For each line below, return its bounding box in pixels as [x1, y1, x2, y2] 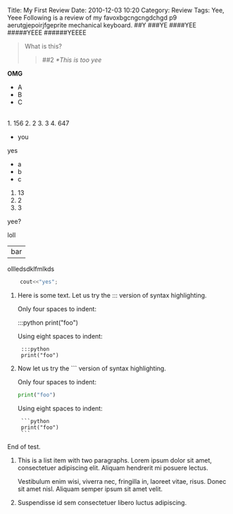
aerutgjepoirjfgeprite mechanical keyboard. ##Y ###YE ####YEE [7, 21, 197, 29]
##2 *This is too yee [42, 56, 102, 64]
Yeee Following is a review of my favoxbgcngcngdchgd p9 [7, 13, 177, 22]
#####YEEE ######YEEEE [7, 28, 87, 37]
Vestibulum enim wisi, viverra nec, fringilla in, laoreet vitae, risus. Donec [17, 477, 227, 485]
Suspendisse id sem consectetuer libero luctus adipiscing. [17, 498, 187, 506]
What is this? [24, 42, 62, 50]
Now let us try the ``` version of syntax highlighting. [17, 364, 167, 372]
